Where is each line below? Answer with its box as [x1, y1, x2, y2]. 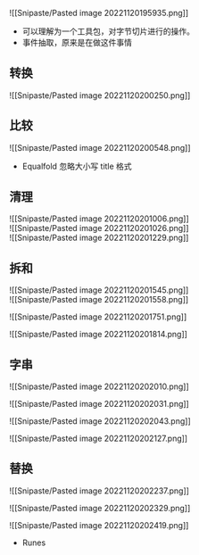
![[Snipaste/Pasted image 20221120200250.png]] [9, 89, 191, 101]
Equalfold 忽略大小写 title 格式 [21, 161, 132, 171]
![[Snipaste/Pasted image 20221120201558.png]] [9, 294, 189, 305]
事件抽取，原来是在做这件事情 [21, 37, 132, 47]
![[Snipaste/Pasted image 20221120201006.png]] [9, 213, 189, 224]
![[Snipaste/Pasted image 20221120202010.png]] [9, 381, 189, 392]
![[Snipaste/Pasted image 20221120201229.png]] [9, 232, 189, 244]
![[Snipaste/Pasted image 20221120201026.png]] [9, 223, 189, 234]
